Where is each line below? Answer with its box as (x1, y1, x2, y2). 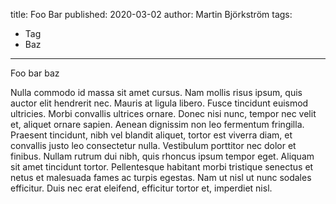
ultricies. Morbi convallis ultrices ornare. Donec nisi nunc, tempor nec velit (10, 108, 317, 119)
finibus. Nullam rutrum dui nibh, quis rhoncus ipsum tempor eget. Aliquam (10, 150, 315, 162)
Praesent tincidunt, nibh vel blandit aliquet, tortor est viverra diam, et (10, 129, 293, 141)
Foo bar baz (10, 67, 60, 79)
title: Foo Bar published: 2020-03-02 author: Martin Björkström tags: (10, 9, 293, 20)
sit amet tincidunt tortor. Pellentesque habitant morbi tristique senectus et (10, 161, 314, 173)
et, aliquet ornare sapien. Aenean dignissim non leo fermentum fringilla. (10, 119, 305, 130)
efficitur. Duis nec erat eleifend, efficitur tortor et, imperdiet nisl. (10, 182, 273, 194)
